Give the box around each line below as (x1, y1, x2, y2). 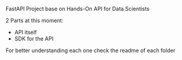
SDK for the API (14, 35, 54, 42)
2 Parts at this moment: (5, 17, 64, 24)
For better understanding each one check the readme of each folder (5, 47, 176, 54)
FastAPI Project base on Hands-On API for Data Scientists (5, 5, 150, 12)
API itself (14, 28, 37, 36)
